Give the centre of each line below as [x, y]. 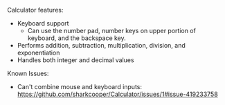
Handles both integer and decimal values [75, 60]
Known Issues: [28, 73]
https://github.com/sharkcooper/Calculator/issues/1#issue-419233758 [117, 94]
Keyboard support [43, 23]
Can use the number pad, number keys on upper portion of [111, 31]
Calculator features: [35, 10]
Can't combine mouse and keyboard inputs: [80, 87]
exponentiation [38, 52]
